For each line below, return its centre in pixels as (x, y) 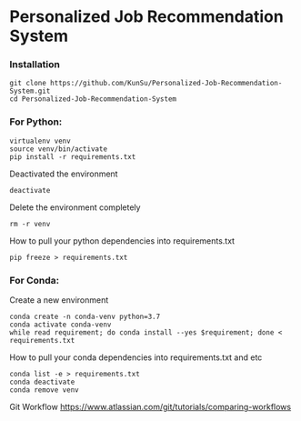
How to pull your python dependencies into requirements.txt (122, 241)
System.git (30, 91)
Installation (35, 65)
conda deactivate (42, 382)
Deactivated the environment (64, 174)
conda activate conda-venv (60, 325)
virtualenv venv (40, 141)
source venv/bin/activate (58, 149)
